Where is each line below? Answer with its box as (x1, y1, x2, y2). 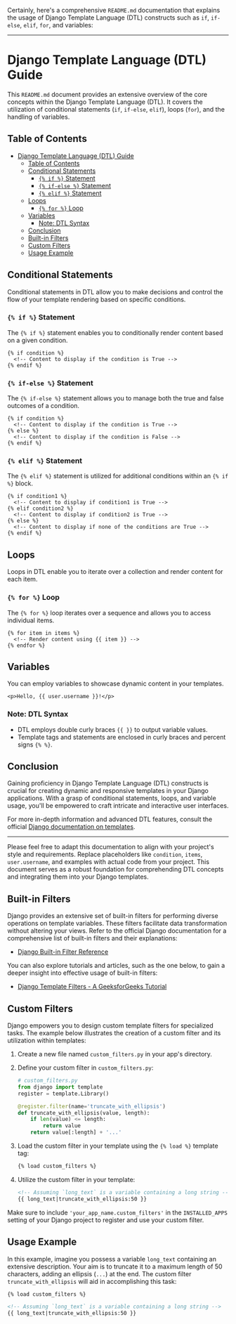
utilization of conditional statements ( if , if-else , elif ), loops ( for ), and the (7, 105, 225, 113)
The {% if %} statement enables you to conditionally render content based (7, 328, 223, 336)
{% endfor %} (7, 642, 46, 649)
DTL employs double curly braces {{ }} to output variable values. (17, 725, 209, 733)
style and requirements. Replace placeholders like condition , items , (7, 850, 203, 859)
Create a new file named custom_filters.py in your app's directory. (17, 1050, 213, 1058)
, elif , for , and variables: (20, 21, 93, 29)
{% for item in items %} (7, 629, 80, 636)
